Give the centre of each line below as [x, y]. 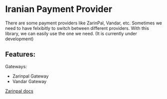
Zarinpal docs [19, 91]
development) [19, 39]
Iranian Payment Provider [59, 9]
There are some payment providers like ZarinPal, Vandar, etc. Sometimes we [84, 23]
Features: [20, 54]
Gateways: [16, 66]
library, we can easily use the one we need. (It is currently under [71, 33]
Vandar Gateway [29, 81]
